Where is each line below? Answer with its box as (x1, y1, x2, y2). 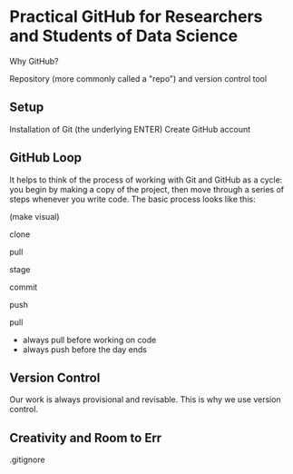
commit (9, 281, 38, 292)
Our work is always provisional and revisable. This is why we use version (9, 394, 281, 405)
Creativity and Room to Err (9, 430, 162, 446)
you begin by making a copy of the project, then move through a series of (9, 183, 284, 194)
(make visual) (9, 211, 60, 222)
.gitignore (9, 454, 45, 465)
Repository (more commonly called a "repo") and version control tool (9, 73, 268, 84)
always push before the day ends (22, 343, 148, 355)
